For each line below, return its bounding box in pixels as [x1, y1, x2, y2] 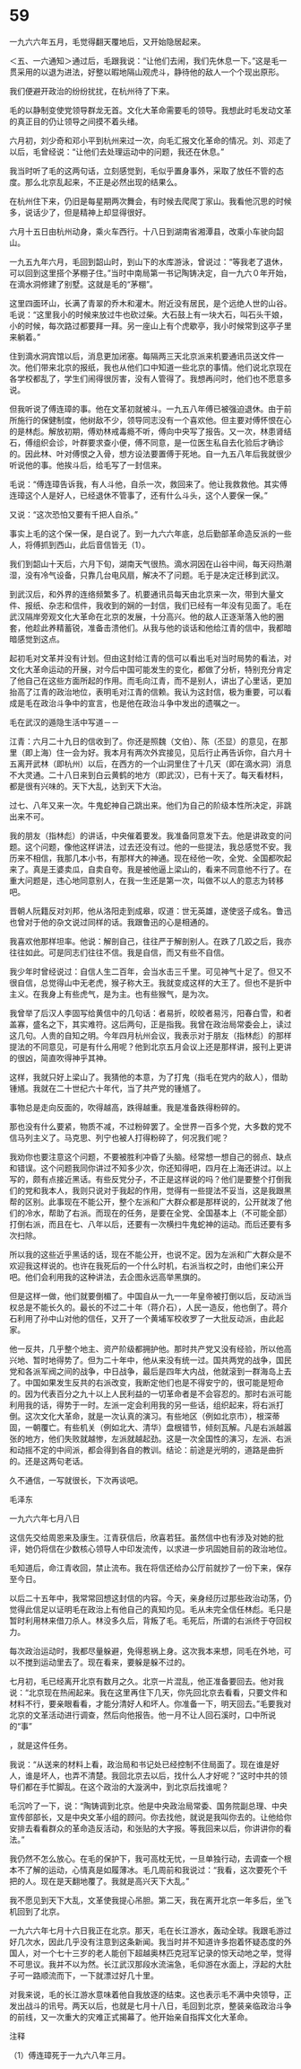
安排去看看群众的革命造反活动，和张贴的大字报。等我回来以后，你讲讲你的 [9, 1823, 284, 1834]
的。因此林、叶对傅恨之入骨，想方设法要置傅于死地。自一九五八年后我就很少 [9, 448, 292, 459]
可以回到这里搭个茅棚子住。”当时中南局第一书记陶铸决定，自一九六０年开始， [9, 267, 292, 279]
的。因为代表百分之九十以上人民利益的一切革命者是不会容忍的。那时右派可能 [9, 1388, 292, 1399]
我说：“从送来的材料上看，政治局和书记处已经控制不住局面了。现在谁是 [9, 1758, 272, 1770]
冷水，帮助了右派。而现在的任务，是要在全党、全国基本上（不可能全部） [24, 1207, 292, 1218]
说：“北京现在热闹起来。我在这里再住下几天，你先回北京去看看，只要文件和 [9, 1686, 288, 1698]
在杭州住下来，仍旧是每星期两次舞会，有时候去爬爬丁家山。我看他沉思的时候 [9, 195, 292, 207]
